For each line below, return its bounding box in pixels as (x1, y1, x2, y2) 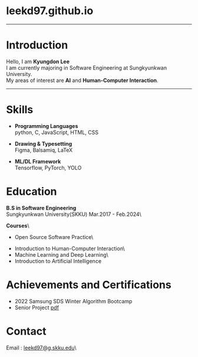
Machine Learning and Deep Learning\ (14, 251, 109, 258)
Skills (6, 103, 34, 116)
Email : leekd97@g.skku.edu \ (6, 344, 77, 351)
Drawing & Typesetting (14, 140, 72, 147)
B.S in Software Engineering (6, 204, 77, 211)
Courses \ (6, 222, 29, 229)
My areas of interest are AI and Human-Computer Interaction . (6, 77, 159, 84)
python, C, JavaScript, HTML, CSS (14, 129, 99, 136)
